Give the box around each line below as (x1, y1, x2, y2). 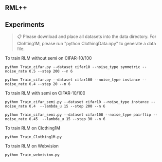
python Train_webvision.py (5, 153, 60, 158)
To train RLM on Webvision (5, 143, 59, 149)
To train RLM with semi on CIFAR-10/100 (5, 90, 86, 96)
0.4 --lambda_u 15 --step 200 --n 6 (29, 104, 106, 109)
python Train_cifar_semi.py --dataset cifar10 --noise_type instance (5, 100, 149, 105)
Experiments (5, 20, 45, 29)
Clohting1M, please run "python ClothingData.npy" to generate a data (17, 41, 156, 47)
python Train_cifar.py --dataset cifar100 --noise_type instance (5, 77, 140, 82)
